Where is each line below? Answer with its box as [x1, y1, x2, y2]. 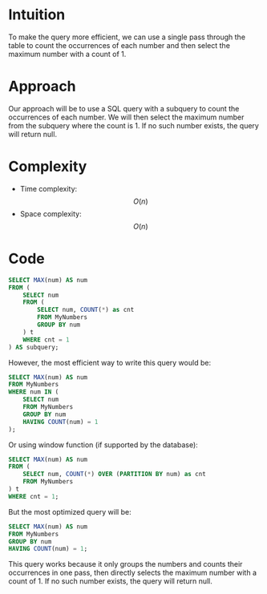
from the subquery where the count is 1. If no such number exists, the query [8, 120, 259, 130]
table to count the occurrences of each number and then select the [8, 40, 231, 50]
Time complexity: [19, 184, 78, 193]
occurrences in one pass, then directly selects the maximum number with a [8, 568, 257, 578]
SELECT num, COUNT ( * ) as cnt [37, 306, 135, 314]
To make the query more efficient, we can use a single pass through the [8, 32, 246, 42]
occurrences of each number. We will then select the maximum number [8, 112, 245, 122]
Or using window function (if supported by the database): [8, 439, 198, 450]
